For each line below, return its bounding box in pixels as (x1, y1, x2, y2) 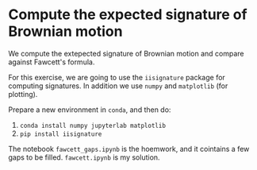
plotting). (8, 89, 38, 99)
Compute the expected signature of (8, 6, 247, 24)
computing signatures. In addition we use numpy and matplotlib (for (8, 81, 228, 91)
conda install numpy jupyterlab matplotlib (19, 122, 167, 129)
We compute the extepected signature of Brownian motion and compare (8, 48, 244, 58)
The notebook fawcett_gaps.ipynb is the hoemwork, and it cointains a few (8, 144, 250, 153)
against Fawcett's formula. (8, 57, 95, 67)
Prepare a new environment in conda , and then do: (8, 105, 171, 114)
